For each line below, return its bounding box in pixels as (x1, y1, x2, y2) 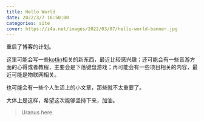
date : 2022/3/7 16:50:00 (6, 15, 69, 21)
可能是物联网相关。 (11, 71, 59, 79)
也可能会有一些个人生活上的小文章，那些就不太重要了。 (6, 84, 144, 91)
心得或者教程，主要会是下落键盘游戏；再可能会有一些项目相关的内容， (16, 64, 192, 71)
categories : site (6, 20, 50, 26)
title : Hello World (6, 8, 56, 15)
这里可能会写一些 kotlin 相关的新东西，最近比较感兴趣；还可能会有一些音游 (6, 56, 190, 64)
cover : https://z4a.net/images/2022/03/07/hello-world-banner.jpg (6, 25, 178, 32)
